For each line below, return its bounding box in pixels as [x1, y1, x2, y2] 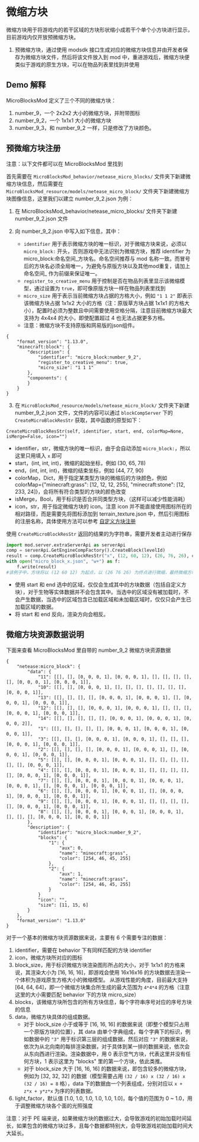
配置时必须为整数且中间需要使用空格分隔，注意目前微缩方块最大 [36, 306, 192, 314]
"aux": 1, [59, 871, 84, 877]
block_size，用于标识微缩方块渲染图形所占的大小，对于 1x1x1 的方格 [14, 961, 180, 968]
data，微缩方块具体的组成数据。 [14, 1013, 94, 1020]
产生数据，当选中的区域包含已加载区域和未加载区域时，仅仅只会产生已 [20, 596, 191, 603]
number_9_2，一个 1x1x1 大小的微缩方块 [14, 117, 111, 124]
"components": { [27, 375, 68, 381]
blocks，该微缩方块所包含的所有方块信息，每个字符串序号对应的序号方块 [14, 998, 192, 1005]
